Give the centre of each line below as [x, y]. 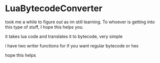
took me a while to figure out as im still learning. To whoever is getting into [80, 22]
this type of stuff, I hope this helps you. [45, 27]
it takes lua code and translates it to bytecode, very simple [64, 36]
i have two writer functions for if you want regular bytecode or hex [72, 46]
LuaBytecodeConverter [54, 8]
